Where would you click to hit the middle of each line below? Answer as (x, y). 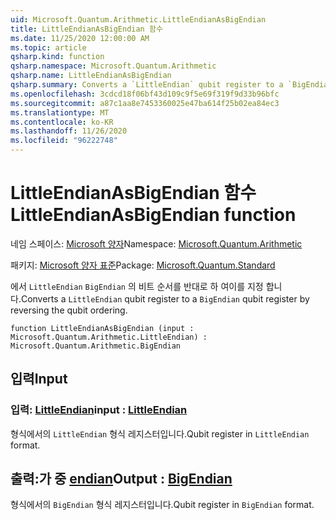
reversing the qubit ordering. (69, 310)
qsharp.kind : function (57, 57)
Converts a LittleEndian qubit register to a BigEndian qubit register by (165, 298)
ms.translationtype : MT (60, 112)
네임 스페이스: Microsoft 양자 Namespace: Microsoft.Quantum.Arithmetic (156, 243)
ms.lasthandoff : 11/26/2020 (69, 131)
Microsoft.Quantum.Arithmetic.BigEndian (96, 346)
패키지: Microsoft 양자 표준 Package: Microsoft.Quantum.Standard (143, 265)
